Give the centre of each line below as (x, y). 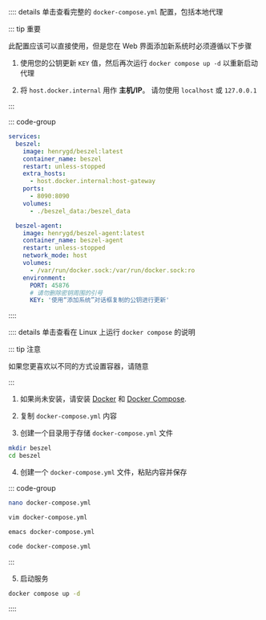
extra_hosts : (44, 174)
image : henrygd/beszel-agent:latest (84, 233)
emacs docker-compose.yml (51, 532)
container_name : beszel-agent (73, 241)
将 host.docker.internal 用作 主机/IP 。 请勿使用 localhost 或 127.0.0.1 (138, 90)
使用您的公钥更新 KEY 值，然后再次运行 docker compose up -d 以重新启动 (139, 63)
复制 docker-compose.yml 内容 (69, 416)
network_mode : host (55, 255)
